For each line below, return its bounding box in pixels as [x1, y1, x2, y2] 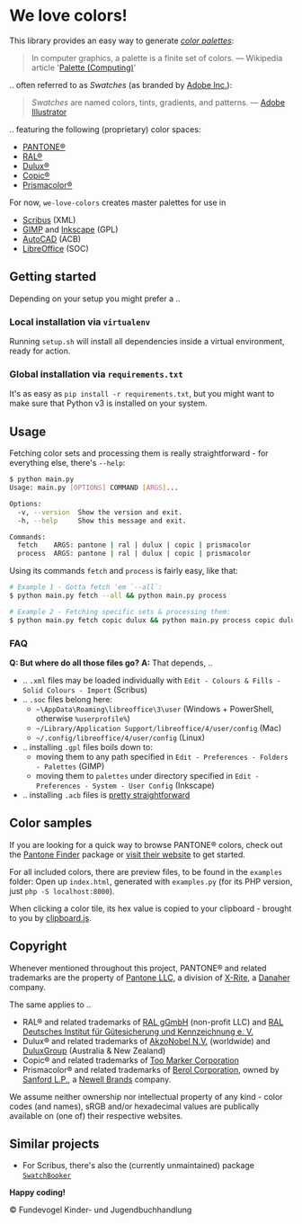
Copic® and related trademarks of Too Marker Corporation [22, 1054, 240, 1066]
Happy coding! [9, 1187, 66, 1198]
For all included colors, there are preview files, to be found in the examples [9, 866, 283, 877]
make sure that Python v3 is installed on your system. [9, 398, 208, 409]
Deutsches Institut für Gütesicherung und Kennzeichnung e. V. [22, 1026, 254, 1037]
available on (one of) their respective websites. [9, 1110, 183, 1121]
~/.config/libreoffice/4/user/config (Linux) [35, 732, 205, 743]
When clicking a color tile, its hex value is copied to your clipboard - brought [9, 903, 292, 914]
